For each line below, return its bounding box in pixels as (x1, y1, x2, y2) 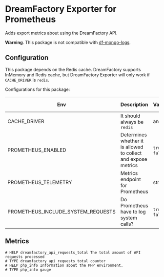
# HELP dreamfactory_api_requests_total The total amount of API (5, 250, 141, 255)
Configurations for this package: (5, 86, 70, 92)
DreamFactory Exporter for (5, 3, 117, 15)
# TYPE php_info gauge (5, 267, 51, 272)
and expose (120, 155, 147, 162)
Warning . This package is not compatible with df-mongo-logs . (5, 39, 131, 45)
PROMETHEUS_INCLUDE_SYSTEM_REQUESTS (7, 208, 116, 215)
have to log (120, 208, 146, 215)
